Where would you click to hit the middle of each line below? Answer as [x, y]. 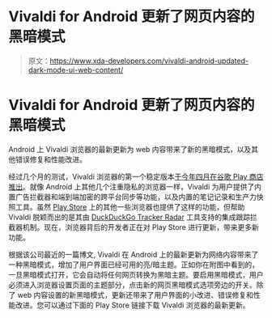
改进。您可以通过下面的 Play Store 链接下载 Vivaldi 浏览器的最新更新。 [132, 305]
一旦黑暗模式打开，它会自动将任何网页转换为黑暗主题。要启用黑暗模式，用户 [136, 274]
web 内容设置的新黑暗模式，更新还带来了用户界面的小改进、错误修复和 [135, 295]
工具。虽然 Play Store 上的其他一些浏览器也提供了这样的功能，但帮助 [130, 206]
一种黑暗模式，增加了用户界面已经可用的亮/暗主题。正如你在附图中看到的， [134, 265]
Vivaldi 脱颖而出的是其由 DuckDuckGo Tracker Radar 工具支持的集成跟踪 [130, 217]
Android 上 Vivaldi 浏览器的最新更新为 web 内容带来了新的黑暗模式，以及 [130, 149]
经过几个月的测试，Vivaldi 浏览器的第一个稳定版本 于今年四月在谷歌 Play [128, 176]
